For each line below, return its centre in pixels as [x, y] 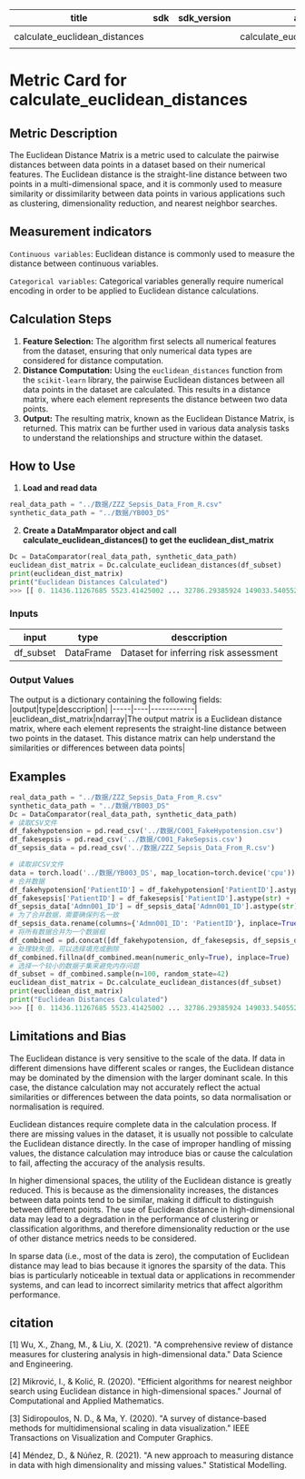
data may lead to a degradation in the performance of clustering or [134, 1219]
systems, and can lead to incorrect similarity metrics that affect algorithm [146, 1285]
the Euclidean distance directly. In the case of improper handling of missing [151, 1143]
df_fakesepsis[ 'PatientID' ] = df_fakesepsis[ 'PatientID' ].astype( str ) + [150, 898]
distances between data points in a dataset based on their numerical [138, 164]
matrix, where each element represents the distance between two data [155, 399]
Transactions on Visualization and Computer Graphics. [111, 1438]
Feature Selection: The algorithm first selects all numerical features [149, 341]
